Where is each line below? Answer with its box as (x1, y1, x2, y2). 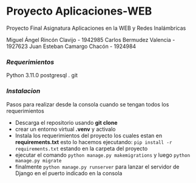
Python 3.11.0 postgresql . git (6, 72, 78, 79)
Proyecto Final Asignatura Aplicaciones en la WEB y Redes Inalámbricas (6, 24, 186, 32)
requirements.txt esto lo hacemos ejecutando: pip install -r (15, 138, 172, 145)
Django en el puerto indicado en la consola (15, 169, 123, 177)
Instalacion (6, 87, 41, 95)
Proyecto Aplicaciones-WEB (6, 4, 152, 18)
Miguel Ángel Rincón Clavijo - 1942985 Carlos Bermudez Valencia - (6, 36, 175, 43)
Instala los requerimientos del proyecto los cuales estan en (15, 132, 163, 139)
